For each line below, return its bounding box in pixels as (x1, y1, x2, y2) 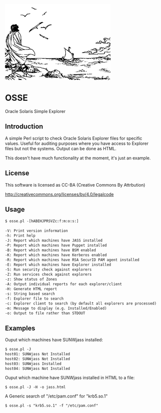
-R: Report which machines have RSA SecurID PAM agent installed (5, 257, 139, 263)
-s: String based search (5, 291, 55, 297)
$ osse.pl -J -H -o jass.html (5, 385, 66, 390)
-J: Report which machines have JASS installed (5, 238, 103, 243)
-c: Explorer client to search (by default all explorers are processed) (5, 301, 157, 306)
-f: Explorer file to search (5, 296, 64, 302)
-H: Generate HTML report (5, 286, 57, 292)
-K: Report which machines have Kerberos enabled (5, 253, 107, 258)
